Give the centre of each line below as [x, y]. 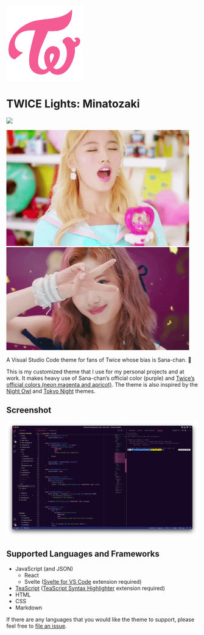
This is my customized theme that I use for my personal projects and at [95, 371]
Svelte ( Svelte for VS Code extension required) [83, 581]
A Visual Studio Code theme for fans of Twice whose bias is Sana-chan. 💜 [99, 360]
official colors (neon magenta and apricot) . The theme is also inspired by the [102, 384]
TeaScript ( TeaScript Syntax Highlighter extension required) [90, 588]
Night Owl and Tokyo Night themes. [51, 391]
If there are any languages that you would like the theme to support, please [100, 619]
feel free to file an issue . [37, 626]
